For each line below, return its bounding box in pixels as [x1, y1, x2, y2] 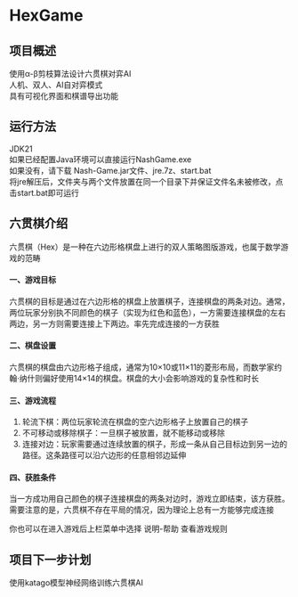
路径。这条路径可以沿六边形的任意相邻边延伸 [21, 450, 187, 461]
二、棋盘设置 [9, 340, 56, 351]
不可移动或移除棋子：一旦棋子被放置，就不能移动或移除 [21, 428, 225, 438]
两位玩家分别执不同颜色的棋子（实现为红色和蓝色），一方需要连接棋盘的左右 [9, 307, 286, 317]
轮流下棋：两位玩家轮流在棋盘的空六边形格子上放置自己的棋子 [21, 416, 249, 428]
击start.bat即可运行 [9, 187, 80, 198]
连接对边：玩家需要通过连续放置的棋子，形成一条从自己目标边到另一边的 [21, 438, 287, 450]
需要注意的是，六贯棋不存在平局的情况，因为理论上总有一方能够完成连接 [9, 504, 274, 515]
